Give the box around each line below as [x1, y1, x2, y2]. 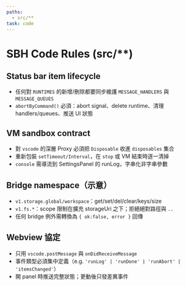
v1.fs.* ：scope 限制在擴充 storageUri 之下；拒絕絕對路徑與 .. [15, 205, 174, 212]
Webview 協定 [6, 232, 61, 243]
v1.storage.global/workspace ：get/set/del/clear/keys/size [15, 197, 162, 205]
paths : [6, 9, 23, 15]
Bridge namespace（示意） [6, 180, 112, 190]
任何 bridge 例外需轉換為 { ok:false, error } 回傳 [15, 213, 143, 220]
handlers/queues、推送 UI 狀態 [15, 110, 93, 117]
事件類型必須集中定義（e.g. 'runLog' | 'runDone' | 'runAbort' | [15, 257, 181, 265]
